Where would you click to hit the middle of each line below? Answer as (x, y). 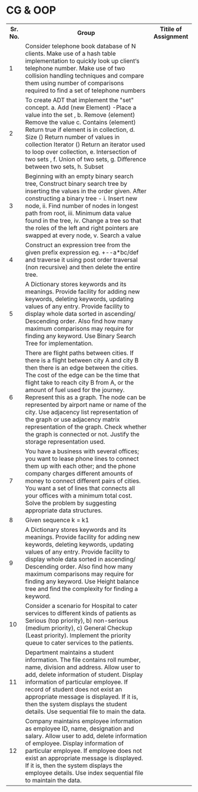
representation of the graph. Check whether (86, 426)
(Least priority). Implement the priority (78, 635)
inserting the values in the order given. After (86, 191)
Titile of (171, 29)
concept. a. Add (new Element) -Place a (81, 107)
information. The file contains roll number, (83, 660)
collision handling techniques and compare (85, 76)
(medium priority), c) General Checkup (79, 628)
